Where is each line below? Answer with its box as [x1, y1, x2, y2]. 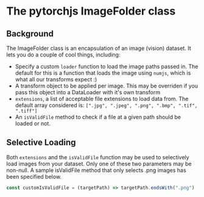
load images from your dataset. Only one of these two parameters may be [6, 160, 192, 167]
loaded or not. [15, 120, 51, 127]
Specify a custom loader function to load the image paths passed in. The [15, 63, 199, 70]
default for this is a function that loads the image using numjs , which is [15, 69, 191, 77]
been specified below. [6, 173, 62, 180]
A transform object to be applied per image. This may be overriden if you [15, 82, 199, 89]
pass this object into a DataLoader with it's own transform [15, 89, 160, 95]
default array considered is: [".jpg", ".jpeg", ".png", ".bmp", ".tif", [15, 102, 198, 109]
